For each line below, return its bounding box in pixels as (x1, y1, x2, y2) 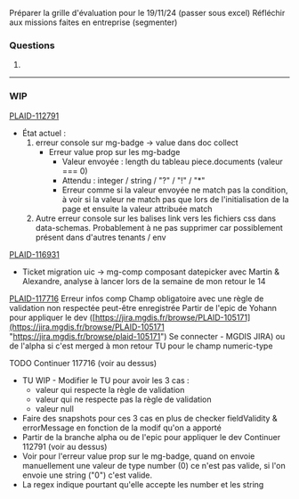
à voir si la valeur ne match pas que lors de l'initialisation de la (61, 193, 289, 204)
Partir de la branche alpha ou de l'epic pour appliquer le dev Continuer (21, 431, 281, 442)
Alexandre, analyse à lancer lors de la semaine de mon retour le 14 (21, 275, 266, 286)
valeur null (35, 403, 74, 413)
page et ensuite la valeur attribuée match (61, 203, 213, 214)
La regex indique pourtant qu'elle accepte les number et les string (21, 479, 264, 489)
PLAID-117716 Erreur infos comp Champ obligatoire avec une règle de (9, 293, 264, 304)
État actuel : (21, 127, 67, 138)
